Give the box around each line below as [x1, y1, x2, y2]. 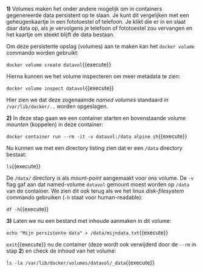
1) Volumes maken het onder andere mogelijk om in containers [6, 5, 163, 12]
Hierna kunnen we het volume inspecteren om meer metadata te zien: [6, 73, 181, 80]
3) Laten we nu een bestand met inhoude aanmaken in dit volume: [6, 217, 172, 224]
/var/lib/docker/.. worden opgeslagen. [6, 103, 108, 110]
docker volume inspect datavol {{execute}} [6, 84, 114, 92]
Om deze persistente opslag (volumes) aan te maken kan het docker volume [6, 42, 195, 50]
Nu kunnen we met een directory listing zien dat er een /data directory [6, 144, 183, 151]
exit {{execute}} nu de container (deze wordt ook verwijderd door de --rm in [6, 241, 197, 248]
